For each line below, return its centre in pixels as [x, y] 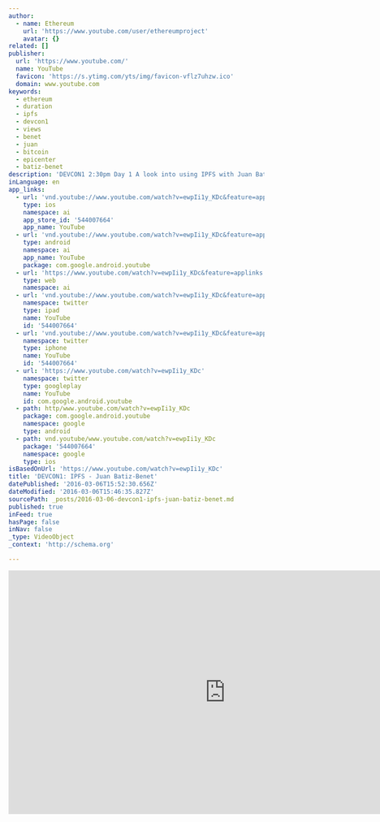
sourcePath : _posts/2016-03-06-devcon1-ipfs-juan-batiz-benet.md [121, 499]
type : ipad [41, 310]
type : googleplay [52, 386]
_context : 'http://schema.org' [61, 545]
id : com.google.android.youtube [78, 401]
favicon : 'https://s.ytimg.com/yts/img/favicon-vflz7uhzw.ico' [125, 76]
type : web [40, 280]
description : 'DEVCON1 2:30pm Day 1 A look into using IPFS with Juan [130, 175]
